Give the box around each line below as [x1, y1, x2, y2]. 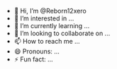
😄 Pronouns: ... [13, 47, 60, 56]
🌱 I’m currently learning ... [13, 22, 90, 30]
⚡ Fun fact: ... [13, 55, 53, 63]
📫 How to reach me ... [13, 37, 80, 45]
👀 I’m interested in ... [13, 14, 74, 23]
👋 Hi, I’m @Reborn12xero [13, 7, 87, 15]
